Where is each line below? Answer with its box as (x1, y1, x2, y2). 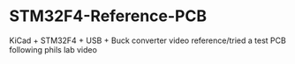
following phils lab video (9, 44, 97, 54)
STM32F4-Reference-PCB (9, 6, 208, 26)
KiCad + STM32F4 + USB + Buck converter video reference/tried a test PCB (9, 35, 287, 46)
